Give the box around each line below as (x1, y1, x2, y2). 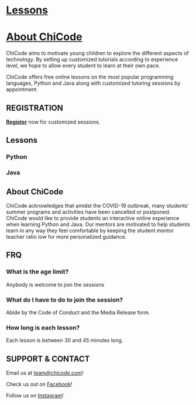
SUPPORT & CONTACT (6, 353, 90, 363)
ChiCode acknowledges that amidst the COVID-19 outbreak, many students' (6, 202, 189, 209)
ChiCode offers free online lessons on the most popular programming (6, 74, 174, 81)
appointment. (6, 86, 38, 93)
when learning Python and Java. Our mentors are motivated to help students (6, 221, 190, 228)
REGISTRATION (6, 103, 63, 113)
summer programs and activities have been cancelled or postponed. (6, 208, 171, 215)
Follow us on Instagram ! (6, 392, 64, 399)
